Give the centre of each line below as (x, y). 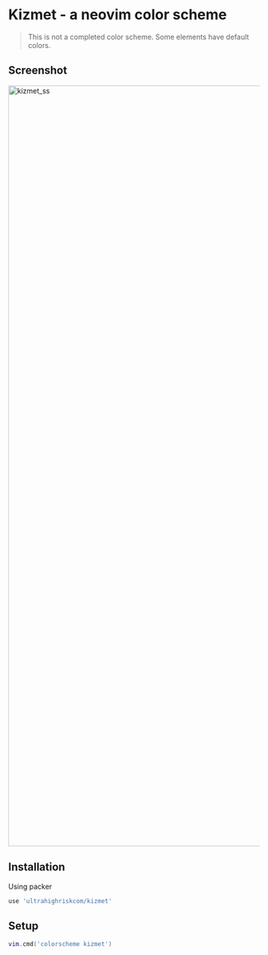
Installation (37, 867)
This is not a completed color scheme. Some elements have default (138, 37)
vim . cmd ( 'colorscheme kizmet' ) (60, 945)
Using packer (30, 886)
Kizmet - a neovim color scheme (118, 15)
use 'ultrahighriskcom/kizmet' (60, 901)
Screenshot (38, 71)
